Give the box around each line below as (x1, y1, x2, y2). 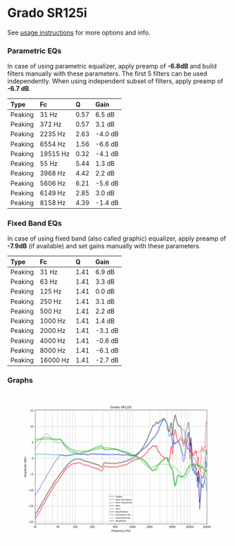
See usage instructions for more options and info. (7, 28, 151, 37)
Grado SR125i (7, 5, 88, 21)
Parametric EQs (7, 46, 62, 56)
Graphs (7, 375, 33, 385)
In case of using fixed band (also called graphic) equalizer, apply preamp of (7, 234, 227, 243)
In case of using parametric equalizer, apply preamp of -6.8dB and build (7, 62, 217, 71)
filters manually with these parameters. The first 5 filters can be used (7, 69, 208, 78)
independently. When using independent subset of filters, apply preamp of (7, 77, 224, 85)
